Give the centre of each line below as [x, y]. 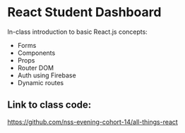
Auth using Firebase [47, 75]
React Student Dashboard [84, 12]
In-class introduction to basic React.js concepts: [78, 32]
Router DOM [36, 68]
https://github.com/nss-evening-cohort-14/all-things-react [92, 122]
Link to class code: [49, 105]
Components [36, 53]
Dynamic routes [41, 82]
